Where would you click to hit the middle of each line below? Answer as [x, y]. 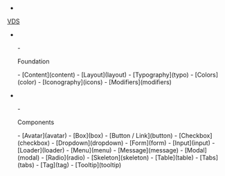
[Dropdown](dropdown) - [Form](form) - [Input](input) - [135, 143]
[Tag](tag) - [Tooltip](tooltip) [81, 165]
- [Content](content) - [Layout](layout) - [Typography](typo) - [105, 75]
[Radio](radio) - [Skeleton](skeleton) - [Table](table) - [122, 157]
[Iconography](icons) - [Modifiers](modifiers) [107, 82]
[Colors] [207, 75]
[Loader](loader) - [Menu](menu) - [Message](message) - [100, 150]
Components [36, 122]
